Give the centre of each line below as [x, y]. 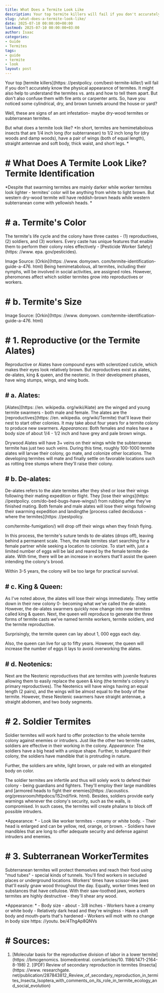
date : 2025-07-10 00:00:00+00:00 [39, 23]
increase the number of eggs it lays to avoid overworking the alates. [73, 649]
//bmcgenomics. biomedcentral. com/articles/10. [75, 959]
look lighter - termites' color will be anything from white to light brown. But [80, 192]
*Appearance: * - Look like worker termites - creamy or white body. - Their [81, 821]
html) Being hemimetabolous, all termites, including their [89, 266]
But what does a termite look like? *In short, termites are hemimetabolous [79, 128]
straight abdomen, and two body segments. [49, 702]
